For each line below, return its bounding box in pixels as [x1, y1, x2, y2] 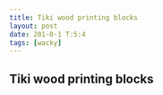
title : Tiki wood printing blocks [9, 13, 139, 22]
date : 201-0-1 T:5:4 [9, 30, 87, 39]
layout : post [9, 22, 58, 30]
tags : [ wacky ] [9, 38, 63, 47]
